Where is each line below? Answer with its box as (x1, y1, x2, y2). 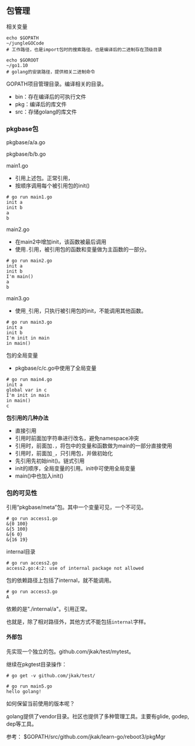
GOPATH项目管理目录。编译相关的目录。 (6, 80, 107, 87)
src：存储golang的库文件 (14, 108, 77, 115)
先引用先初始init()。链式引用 (14, 457, 85, 464)
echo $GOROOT (6, 57, 39, 63)
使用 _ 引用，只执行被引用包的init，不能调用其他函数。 (14, 307, 147, 315)
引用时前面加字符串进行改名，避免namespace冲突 (14, 435, 140, 442)
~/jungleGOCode (6, 40, 45, 46)
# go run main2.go (6, 258, 52, 264)
